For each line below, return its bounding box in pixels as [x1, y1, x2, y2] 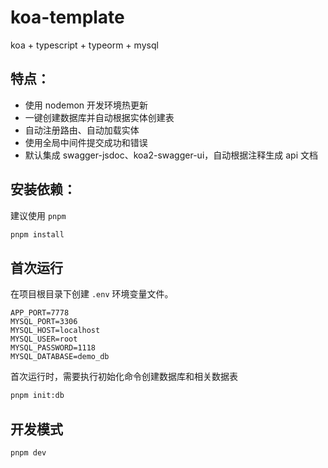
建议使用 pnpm [10, 209, 67, 221]
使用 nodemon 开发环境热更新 [24, 99, 149, 111]
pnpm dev [10, 447, 47, 458]
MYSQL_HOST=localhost [10, 326, 101, 336]
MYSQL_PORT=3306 [10, 317, 78, 327]
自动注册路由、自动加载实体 [24, 124, 140, 136]
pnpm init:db [10, 391, 65, 401]
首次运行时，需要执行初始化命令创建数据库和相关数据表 [10, 371, 238, 383]
